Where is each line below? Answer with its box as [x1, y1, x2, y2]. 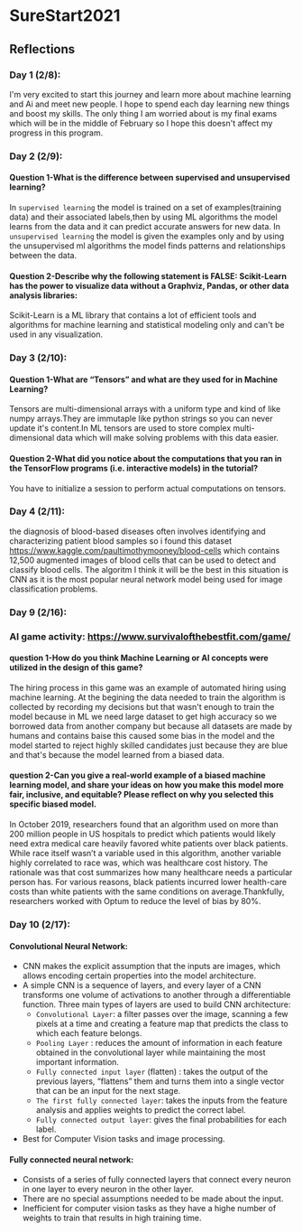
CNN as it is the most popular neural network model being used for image [9, 574, 283, 584]
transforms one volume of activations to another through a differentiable [22, 990, 291, 1001]
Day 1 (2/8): [9, 69, 61, 81]
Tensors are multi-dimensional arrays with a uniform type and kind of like [9, 404, 281, 415]
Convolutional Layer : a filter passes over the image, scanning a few [35, 1009, 288, 1020]
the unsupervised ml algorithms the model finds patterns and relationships [9, 240, 286, 251]
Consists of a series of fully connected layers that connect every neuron [22, 1174, 291, 1185]
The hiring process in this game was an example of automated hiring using [9, 682, 287, 693]
